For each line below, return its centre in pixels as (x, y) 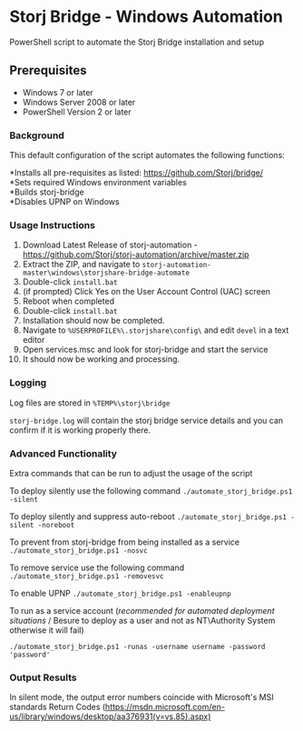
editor (34, 340)
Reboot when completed (68, 301)
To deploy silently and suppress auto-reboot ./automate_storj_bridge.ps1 (148, 516)
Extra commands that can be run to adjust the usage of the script (131, 473)
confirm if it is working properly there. (80, 430)
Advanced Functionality (64, 454)
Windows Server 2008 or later (79, 102)
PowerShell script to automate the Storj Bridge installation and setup (137, 42)
